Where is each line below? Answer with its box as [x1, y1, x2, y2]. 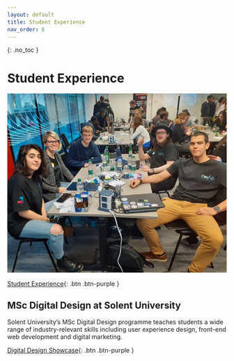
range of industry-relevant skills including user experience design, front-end [7, 326, 226, 334]
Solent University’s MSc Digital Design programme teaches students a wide [7, 318, 224, 326]
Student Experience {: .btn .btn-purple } [7, 279, 120, 288]
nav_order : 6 [7, 26, 45, 33]
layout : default [7, 11, 54, 18]
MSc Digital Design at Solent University [7, 300, 181, 312]
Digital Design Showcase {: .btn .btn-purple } [7, 346, 134, 355]
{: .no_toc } [7, 46, 39, 54]
